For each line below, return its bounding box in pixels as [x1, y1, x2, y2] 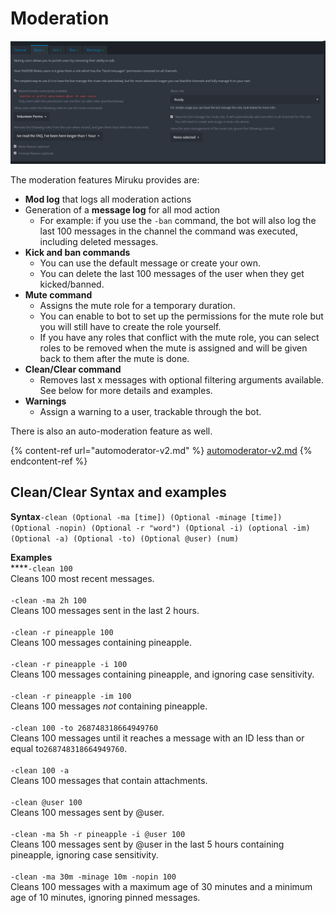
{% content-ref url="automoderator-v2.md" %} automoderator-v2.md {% [10, 444, 313, 456]
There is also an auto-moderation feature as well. [10, 425, 213, 437]
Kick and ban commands [24, 246, 131, 258]
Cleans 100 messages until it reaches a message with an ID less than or [10, 732, 305, 744]
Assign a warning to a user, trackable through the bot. [39, 405, 262, 417]
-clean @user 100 [10, 797, 83, 807]
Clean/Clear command [24, 363, 122, 375]
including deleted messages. [39, 235, 159, 247]
